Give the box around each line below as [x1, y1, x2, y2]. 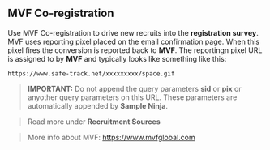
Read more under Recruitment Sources [27, 117, 161, 126]
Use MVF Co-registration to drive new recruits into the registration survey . [7, 28, 259, 37]
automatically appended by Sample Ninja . [27, 101, 168, 110]
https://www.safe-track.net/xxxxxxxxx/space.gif [7, 69, 175, 78]
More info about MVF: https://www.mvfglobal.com [27, 132, 195, 142]
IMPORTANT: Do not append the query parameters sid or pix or [27, 84, 242, 93]
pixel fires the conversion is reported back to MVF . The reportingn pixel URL [7, 45, 263, 55]
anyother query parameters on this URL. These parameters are [27, 92, 238, 102]
